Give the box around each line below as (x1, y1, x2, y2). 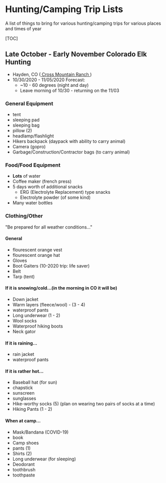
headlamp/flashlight (12, 133, 54, 139)
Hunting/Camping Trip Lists (5, 4, 123, 15)
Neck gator (12, 329, 36, 335)
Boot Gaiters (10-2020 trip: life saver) (12, 262, 90, 269)
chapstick (12, 385, 33, 391)
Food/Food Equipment (5, 162, 61, 169)
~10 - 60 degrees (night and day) (20, 82, 89, 88)
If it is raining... (5, 340, 38, 346)
